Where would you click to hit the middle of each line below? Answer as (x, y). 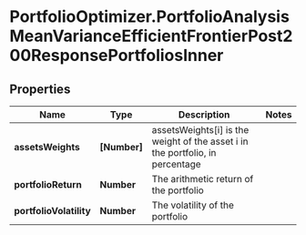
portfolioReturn (48, 184)
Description (204, 114)
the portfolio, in (184, 153)
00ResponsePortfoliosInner (117, 56)
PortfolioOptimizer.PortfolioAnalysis (149, 17)
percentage (177, 164)
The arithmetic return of (203, 179)
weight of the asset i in (200, 141)
